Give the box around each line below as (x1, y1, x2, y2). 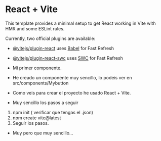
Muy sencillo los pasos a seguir (12, 100, 78, 106)
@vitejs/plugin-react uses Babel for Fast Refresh (12, 45, 114, 51)
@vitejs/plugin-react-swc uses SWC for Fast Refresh (12, 55, 123, 61)
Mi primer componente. (12, 65, 62, 71)
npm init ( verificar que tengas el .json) (12, 109, 94, 115)
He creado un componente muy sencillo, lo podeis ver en (12, 74, 133, 80)
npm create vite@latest (12, 115, 61, 121)
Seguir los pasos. (12, 120, 49, 126)
